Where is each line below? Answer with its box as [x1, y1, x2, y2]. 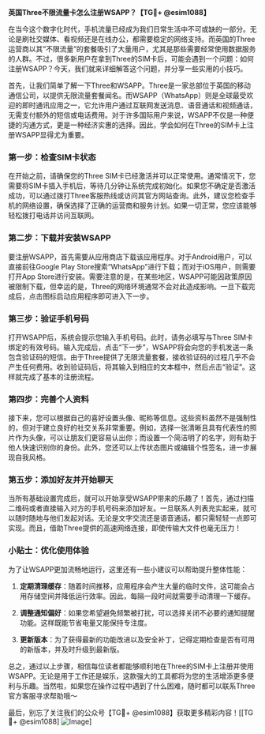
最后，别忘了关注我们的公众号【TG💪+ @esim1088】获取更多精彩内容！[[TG [8, 707, 254, 717]
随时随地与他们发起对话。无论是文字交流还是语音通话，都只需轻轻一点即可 [14, 514, 257, 523]
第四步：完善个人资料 [8, 393, 89, 405]
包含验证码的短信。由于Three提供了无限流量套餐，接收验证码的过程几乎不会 [8, 352, 256, 362]
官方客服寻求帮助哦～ [8, 691, 77, 700]
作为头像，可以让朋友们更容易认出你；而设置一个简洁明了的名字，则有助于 [14, 433, 257, 442]
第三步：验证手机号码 [8, 313, 89, 324]
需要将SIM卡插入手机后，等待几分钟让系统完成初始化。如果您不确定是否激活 [8, 181, 256, 190]
